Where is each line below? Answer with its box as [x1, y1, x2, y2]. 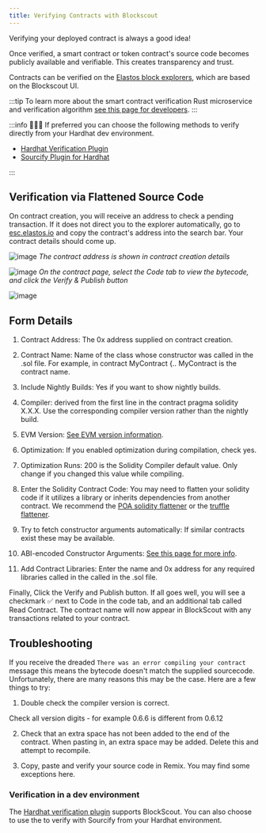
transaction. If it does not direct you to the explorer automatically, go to [9, 219, 241, 230]
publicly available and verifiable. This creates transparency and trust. [9, 57, 234, 67]
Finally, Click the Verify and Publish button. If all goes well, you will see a [9, 588, 246, 598]
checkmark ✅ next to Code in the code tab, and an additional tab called [9, 596, 242, 606]
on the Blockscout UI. [9, 81, 79, 90]
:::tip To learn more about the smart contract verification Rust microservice [9, 96, 253, 105]
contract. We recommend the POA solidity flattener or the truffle [20, 501, 230, 511]
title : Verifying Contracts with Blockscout [9, 11, 158, 20]
